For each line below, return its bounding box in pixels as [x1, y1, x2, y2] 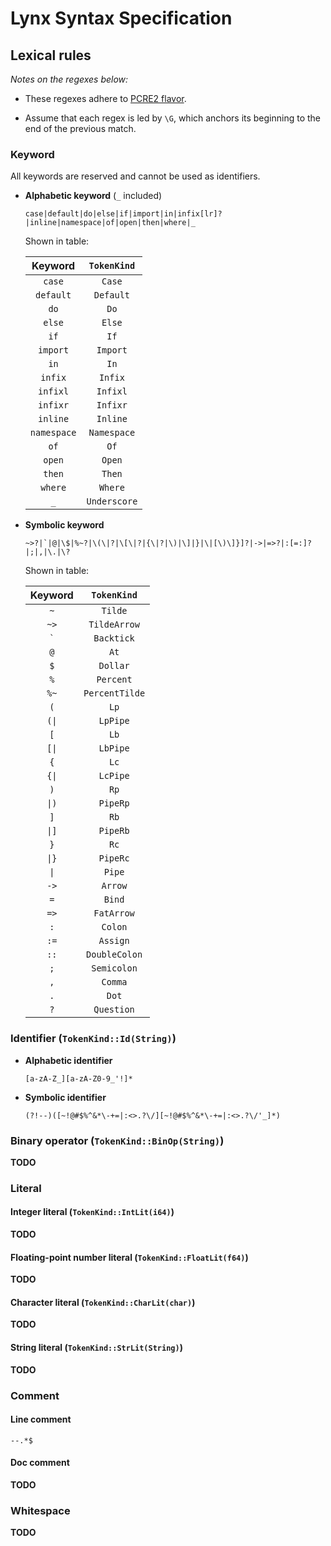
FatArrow [93, 908, 135, 919]
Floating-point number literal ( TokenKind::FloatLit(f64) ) [10, 1251, 249, 1263]
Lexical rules [10, 47, 92, 64]
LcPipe [98, 770, 130, 782]
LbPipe [98, 743, 130, 754]
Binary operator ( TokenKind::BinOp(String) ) [10, 1133, 225, 1147]
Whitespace [10, 1503, 71, 1517]
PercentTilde [83, 688, 146, 699]
